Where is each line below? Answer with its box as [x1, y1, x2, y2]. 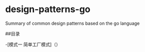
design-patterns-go [5, 4, 91, 15]
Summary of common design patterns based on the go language [5, 20, 140, 26]
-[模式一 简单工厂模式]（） [5, 41, 61, 47]
